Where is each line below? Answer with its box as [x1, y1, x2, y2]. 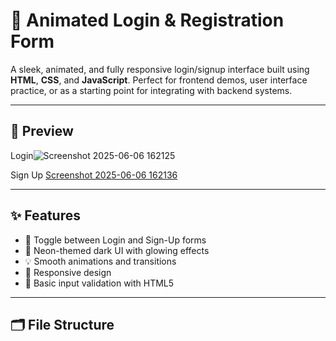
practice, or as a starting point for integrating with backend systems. [10, 84, 293, 96]
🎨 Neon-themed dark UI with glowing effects [24, 244, 210, 256]
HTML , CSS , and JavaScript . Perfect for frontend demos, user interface [10, 74, 308, 86]
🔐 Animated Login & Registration [10, 9, 285, 32]
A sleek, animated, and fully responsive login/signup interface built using [10, 63, 310, 75]
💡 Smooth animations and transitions [24, 255, 177, 267]
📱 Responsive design [24, 266, 112, 278]
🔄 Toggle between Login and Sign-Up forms [24, 234, 207, 246]
